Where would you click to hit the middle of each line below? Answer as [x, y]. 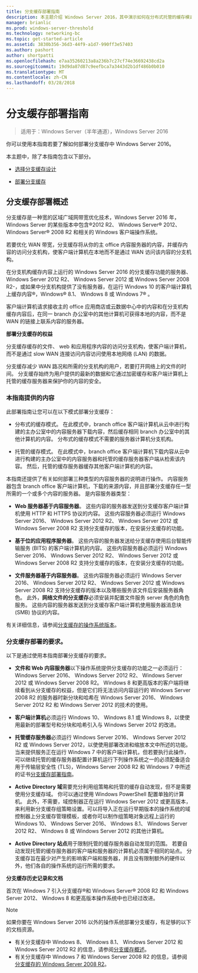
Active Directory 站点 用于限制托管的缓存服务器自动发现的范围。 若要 [98, 844]
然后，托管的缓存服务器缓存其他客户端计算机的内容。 [91, 466]
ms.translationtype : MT [35, 72]
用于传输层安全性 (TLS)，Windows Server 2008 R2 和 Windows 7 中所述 [102, 767]
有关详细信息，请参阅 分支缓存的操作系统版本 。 [63, 625]
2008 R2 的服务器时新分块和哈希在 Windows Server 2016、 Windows [99, 697]
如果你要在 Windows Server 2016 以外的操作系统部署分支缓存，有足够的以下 [99, 922]
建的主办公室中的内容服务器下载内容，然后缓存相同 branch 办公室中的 [99, 432]
